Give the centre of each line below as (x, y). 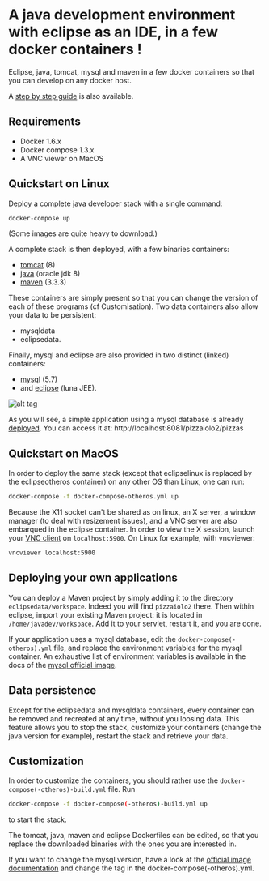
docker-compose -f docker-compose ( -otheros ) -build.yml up (108, 804)
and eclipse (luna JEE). (58, 388)
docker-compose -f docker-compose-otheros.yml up (94, 497)
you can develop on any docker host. (70, 80)
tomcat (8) (38, 265)
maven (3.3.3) (43, 282)
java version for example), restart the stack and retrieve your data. (118, 736)
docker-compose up (39, 218)
